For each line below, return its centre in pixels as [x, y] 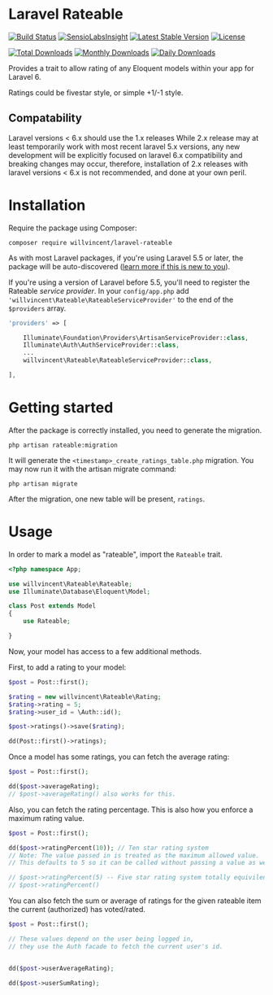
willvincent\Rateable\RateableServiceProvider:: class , [118, 360]
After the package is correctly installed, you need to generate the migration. [135, 430]
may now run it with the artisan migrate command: [93, 469]
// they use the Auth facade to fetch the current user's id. [116, 946]
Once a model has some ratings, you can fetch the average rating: [119, 757]
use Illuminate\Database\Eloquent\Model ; [80, 591]
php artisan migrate [43, 484]
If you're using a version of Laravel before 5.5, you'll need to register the [129, 282]
